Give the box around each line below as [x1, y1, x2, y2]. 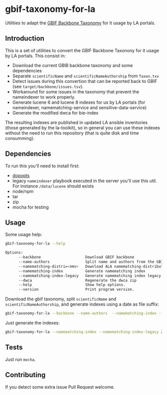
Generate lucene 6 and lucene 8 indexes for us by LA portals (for [12, 99, 146, 105]
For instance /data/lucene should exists [12, 183, 94, 189]
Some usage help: [5, 232, 42, 238]
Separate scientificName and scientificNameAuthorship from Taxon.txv [12, 73, 160, 79]
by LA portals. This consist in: [5, 53, 66, 59]
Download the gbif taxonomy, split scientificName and [5, 296, 117, 302]
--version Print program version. [18, 287, 135, 292]
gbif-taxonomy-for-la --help [5, 241, 66, 246]
